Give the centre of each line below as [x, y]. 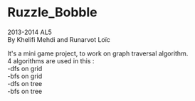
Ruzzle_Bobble [52, 12]
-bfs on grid [25, 76]
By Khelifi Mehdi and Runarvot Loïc [59, 39]
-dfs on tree [25, 83]
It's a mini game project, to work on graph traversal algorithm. [98, 53]
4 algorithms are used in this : [51, 60]
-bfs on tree [25, 91]
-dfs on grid [25, 68]
